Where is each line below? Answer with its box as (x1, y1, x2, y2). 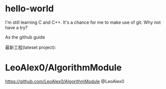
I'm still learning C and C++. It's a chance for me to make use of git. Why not (5, 19, 161, 25)
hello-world (5, 3, 54, 14)
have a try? (5, 24, 28, 30)
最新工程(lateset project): (5, 44, 56, 50)
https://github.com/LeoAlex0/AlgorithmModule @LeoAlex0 (5, 78, 124, 84)
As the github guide (5, 34, 45, 40)
